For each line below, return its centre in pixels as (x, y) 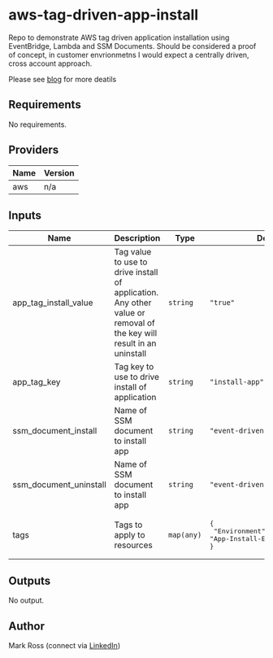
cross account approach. (50, 63)
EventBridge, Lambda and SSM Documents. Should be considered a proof (132, 46)
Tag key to (134, 367)
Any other (133, 303)
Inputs (25, 215)
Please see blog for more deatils (63, 79)
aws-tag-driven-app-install (104, 15)
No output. (26, 600)
